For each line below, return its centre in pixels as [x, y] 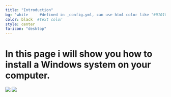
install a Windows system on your [78, 65]
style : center [20, 24]
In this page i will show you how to [79, 54]
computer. [27, 75]
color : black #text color [34, 19]
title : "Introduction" [29, 10]
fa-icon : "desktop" [26, 29]
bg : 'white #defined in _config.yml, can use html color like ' [79, 15]
